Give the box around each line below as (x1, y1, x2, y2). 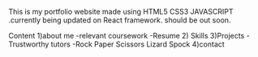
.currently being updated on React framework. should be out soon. (8, 15, 231, 25)
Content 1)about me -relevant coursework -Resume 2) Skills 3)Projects (8, 31, 245, 40)
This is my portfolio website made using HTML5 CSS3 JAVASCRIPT (8, 7, 234, 16)
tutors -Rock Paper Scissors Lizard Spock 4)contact (50, 39, 225, 49)
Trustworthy (8, 39, 49, 49)
